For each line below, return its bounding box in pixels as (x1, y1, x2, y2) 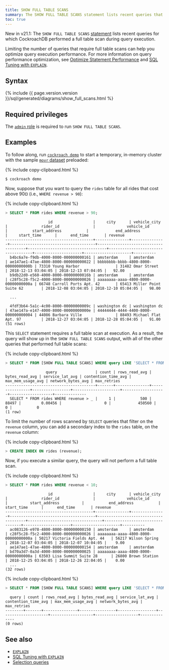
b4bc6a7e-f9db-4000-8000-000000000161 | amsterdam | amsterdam (10, 255, 154, 260)
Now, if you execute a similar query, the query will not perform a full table (5, 458, 157, 464)
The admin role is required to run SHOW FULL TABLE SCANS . (5, 123, 122, 129)
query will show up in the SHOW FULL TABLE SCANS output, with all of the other (5, 335, 163, 341)
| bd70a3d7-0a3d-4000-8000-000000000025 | (5, 549, 96, 554)
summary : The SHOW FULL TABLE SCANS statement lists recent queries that (5, 12, 163, 17)
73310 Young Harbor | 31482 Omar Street (39, 263, 158, 269)
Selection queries (12, 659, 49, 665)
